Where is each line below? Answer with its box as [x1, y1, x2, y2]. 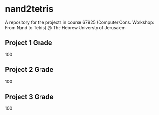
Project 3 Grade [5, 92, 54, 100]
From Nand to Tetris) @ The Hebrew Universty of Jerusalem [5, 24, 126, 30]
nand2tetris [5, 3, 54, 15]
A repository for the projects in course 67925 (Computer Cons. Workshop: [5, 19, 155, 25]
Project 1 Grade [5, 39, 52, 47]
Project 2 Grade [5, 66, 54, 74]
